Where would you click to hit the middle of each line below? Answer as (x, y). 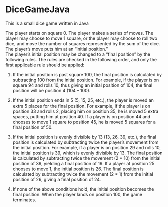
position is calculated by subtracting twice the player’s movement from (86, 142)
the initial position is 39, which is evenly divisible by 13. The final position (88, 153)
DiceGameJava (38, 9)
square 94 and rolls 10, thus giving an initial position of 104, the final (82, 85)
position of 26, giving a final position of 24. (57, 179)
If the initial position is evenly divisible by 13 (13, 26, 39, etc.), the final (85, 137)
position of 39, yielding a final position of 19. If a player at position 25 (83, 163)
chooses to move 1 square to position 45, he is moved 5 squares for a (84, 122)
